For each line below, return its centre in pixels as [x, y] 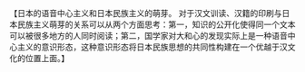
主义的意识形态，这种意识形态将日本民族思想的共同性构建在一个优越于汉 [152, 47]
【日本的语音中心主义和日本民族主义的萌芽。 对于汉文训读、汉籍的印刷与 [146, 13]
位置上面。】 [47, 58]
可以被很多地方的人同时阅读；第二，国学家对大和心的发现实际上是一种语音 [148, 36]
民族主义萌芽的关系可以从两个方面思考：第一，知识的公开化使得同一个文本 [156, 24]
